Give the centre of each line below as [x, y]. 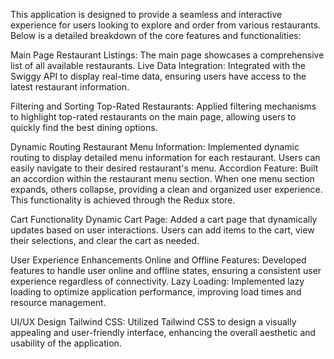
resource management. [58, 302]
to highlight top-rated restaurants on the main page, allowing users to [153, 117]
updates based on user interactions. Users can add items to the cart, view [162, 230]
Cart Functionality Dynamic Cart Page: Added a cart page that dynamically [164, 219]
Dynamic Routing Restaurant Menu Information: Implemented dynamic [155, 147]
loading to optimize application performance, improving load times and [156, 292]
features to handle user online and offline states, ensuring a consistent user [166, 270]
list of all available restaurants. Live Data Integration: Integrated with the [158, 65]
